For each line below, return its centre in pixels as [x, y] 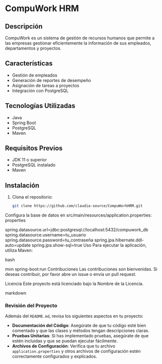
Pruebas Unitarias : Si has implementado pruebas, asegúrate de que [80, 336]
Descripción [24, 26]
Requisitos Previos [34, 148]
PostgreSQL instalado [34, 165]
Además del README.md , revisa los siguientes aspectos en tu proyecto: [74, 316]
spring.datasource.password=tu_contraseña [49, 240]
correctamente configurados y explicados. [55, 356]
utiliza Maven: [19, 251]
